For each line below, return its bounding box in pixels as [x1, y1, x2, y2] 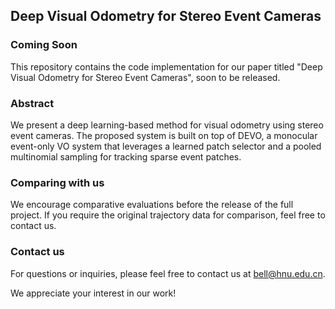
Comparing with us [10, 175, 105, 189]
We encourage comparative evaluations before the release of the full [10, 199, 294, 211]
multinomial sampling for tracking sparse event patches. [10, 150, 242, 163]
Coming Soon [10, 38, 78, 52]
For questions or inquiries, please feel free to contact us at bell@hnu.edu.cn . [10, 267, 326, 279]
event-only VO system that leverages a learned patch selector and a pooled [10, 140, 322, 152]
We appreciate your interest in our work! [10, 287, 177, 299]
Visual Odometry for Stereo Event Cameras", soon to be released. [10, 71, 281, 83]
